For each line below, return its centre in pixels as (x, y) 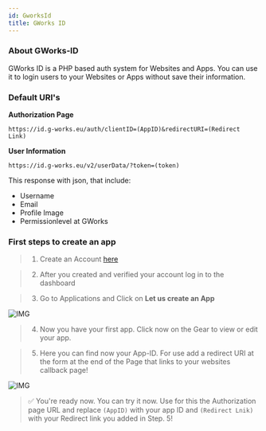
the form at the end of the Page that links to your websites (135, 362)
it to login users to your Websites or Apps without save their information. (127, 76)
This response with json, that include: (70, 181)
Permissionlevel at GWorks (64, 221)
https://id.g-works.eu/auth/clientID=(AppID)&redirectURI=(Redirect (124, 129)
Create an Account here (79, 259)
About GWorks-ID (43, 51)
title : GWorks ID (37, 23)
